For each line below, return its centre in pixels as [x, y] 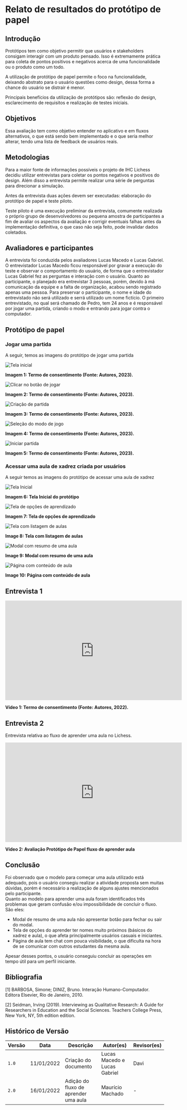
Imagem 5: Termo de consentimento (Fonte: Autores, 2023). [70, 453]
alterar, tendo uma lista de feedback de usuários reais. [62, 141]
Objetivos [21, 119]
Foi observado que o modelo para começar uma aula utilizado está [75, 877]
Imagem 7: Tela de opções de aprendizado [50, 516]
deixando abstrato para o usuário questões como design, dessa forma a [80, 82]
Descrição [80, 1045]
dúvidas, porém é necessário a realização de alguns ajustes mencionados [82, 888]
